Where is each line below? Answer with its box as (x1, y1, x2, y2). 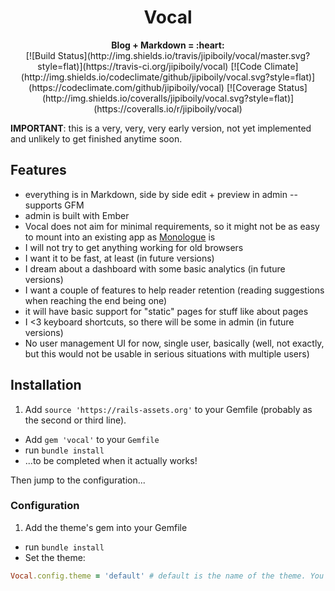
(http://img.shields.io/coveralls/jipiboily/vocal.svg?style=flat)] (41, 92, 295, 104)
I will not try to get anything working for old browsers (24, 241, 244, 253)
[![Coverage (226, 81, 277, 93)
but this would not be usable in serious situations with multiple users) (24, 347, 310, 360)
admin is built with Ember (24, 209, 130, 221)
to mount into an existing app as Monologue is (24, 231, 216, 243)
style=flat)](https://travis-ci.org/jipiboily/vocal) (37, 60, 229, 72)
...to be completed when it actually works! (24, 454, 198, 466)
